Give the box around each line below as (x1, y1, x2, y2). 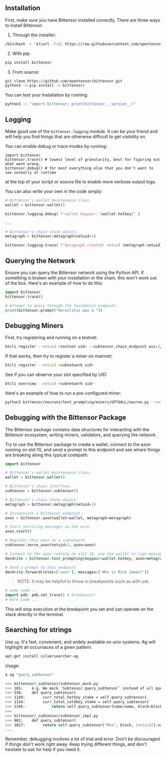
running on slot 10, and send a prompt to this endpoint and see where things (5, 446, 161, 452)
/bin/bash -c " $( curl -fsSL (5, 42, 63, 46)
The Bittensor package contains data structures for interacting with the (5, 426, 150, 432)
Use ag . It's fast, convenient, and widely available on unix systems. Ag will (5, 639, 156, 645)
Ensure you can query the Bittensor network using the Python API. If (5, 269, 144, 275)
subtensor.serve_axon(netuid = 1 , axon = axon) (5, 542, 96, 548)
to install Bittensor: (5, 22, 43, 28)
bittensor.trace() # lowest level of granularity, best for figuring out (5, 157, 161, 162)
